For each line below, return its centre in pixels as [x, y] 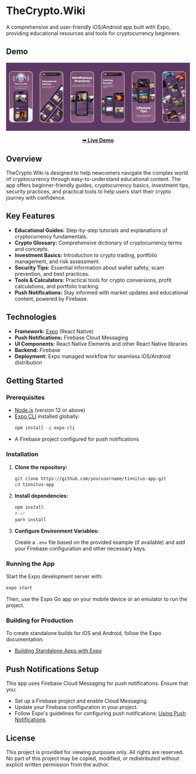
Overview [24, 158]
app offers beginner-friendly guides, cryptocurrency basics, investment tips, [98, 185]
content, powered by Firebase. [51, 299]
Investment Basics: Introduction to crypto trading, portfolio [86, 255]
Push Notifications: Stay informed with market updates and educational [101, 292]
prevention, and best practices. [52, 274]
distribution [28, 362]
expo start [19, 588]
